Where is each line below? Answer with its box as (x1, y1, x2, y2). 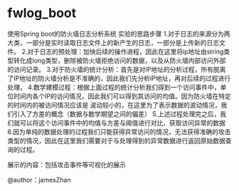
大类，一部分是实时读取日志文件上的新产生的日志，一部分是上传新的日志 (7, 38, 219, 47)
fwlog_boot (7, 5, 77, 21)
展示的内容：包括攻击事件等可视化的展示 (7, 160, 126, 169)
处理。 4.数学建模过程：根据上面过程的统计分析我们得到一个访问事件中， (7, 83, 221, 91)
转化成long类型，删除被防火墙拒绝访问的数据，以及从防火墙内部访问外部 (13, 56, 226, 65)
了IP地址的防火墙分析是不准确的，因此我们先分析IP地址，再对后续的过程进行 (7, 73, 231, 83)
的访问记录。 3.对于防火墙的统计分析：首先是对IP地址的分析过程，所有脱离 (7, 65, 226, 73)
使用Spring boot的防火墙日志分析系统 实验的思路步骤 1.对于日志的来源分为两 (7, 29, 230, 38)
